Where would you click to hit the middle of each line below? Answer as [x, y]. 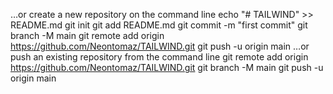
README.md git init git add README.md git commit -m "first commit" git [159, 25]
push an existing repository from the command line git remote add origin [159, 57]
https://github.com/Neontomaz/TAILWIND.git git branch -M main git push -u [167, 67]
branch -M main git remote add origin [87, 35]
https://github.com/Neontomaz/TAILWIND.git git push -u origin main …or [160, 46]
